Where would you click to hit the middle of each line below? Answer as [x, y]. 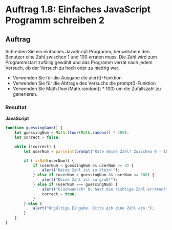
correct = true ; [59, 194]
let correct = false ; [37, 138]
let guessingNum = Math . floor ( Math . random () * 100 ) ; [72, 133]
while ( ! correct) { [35, 147]
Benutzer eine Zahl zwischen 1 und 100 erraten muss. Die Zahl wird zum [81, 57]
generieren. [25, 94]
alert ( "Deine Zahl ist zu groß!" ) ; [80, 180]
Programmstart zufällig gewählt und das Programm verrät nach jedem [79, 62]
